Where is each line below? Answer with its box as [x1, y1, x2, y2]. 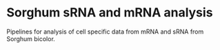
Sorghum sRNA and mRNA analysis [6, 5, 213, 21]
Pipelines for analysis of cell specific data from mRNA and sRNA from [6, 27, 204, 36]
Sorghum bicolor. [6, 34, 56, 42]
